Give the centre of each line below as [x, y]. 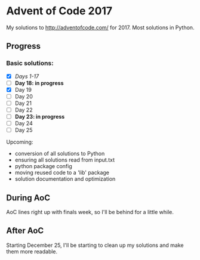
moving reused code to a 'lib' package [62, 173]
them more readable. [32, 251]
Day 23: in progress [40, 117]
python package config [44, 166]
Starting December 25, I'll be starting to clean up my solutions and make [95, 245]
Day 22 [24, 110]
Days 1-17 [27, 76]
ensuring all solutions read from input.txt [65, 160]
